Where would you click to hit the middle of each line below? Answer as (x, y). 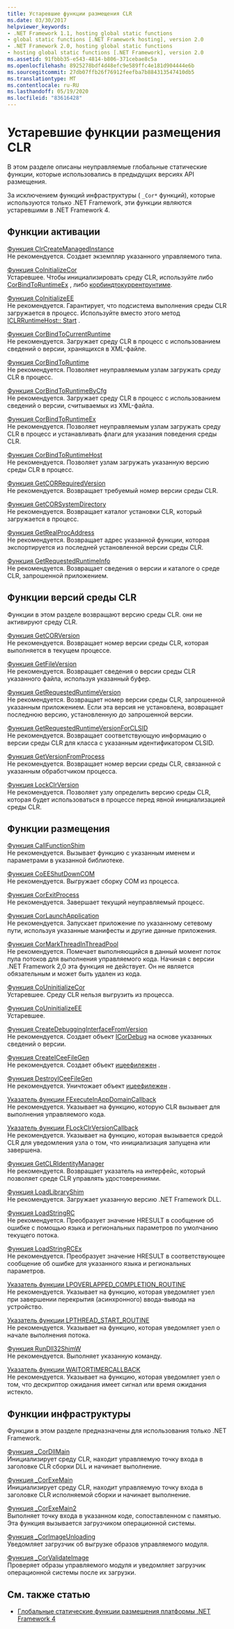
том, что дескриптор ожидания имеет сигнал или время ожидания (107, 1385)
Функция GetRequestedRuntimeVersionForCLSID (78, 728)
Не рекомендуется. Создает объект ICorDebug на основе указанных (110, 1037)
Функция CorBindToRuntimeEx (52, 419)
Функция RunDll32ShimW (44, 1349)
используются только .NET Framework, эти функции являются (100, 202)
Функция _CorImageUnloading (52, 1537)
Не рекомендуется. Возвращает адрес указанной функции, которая (109, 540)
